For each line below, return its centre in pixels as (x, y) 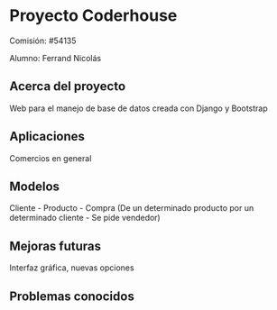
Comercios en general (51, 158)
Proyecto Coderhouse (93, 16)
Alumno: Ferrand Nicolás (55, 58)
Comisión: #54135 (43, 41)
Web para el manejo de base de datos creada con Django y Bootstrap (138, 108)
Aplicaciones (47, 137)
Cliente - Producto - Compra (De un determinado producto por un (132, 208)
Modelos (35, 186)
